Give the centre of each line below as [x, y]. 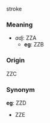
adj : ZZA [26, 38]
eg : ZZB [34, 45]
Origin [16, 61]
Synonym [20, 89]
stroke [14, 9]
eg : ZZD [16, 103]
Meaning [20, 24]
